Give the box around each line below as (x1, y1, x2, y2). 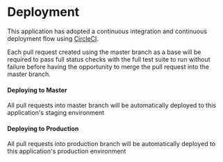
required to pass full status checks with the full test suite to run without (7, 55, 210, 63)
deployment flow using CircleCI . (7, 34, 99, 42)
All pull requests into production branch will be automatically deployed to (7, 140, 216, 148)
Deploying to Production (7, 124, 79, 132)
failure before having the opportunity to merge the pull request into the (7, 62, 210, 71)
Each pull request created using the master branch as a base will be (7, 48, 201, 56)
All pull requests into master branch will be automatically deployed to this (7, 101, 217, 109)
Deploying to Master (7, 86, 67, 94)
